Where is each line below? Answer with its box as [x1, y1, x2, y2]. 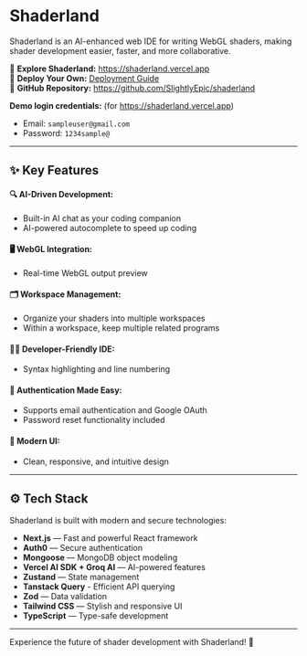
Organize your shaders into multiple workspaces [22, 312, 206, 323]
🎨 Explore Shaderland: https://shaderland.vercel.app [9, 63, 210, 74]
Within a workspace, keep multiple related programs [22, 322, 220, 333]
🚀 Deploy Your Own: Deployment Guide [9, 72, 160, 83]
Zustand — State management [22, 572, 140, 583]
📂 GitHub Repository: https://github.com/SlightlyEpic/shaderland [9, 82, 256, 93]
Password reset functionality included [22, 415, 166, 426]
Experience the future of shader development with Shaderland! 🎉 [9, 637, 254, 648]
